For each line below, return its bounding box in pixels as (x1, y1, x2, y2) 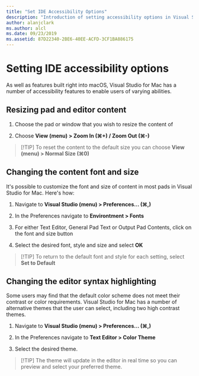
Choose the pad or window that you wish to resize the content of (14, 120, 174, 128)
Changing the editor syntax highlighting (6, 276, 156, 286)
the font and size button (14, 230, 73, 237)
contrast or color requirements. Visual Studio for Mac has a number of (6, 298, 177, 305)
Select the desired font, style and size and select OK (14, 241, 143, 248)
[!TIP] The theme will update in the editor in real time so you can (20, 357, 178, 364)
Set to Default (20, 259, 56, 266)
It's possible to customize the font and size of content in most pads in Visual (6, 183, 192, 190)
